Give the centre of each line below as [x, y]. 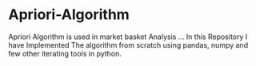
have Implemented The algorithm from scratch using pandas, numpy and [128, 45]
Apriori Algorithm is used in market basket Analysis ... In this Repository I [128, 37]
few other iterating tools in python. [65, 53]
